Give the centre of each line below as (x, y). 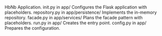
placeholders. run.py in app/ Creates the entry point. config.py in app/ (76, 23)
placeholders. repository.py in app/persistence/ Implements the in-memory (81, 12)
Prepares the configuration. (32, 28)
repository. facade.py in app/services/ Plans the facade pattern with (74, 18)
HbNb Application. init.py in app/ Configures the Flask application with (76, 7)
